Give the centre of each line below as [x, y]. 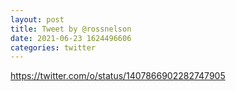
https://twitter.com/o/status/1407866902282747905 [118, 76]
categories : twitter [53, 47]
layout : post [37, 19]
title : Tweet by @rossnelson [71, 29]
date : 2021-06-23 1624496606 [71, 38]
